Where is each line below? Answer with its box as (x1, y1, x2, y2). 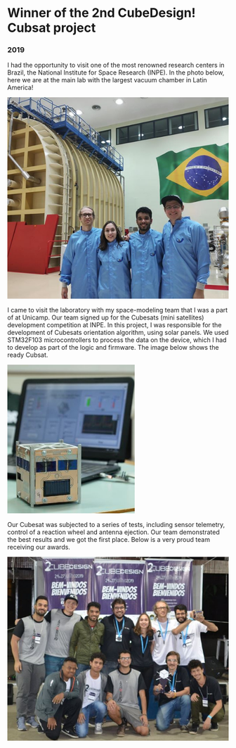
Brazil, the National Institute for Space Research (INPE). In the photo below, (7, 68, 225, 77)
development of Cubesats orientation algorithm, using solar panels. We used (7, 329, 229, 337)
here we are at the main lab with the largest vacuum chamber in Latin (7, 76, 207, 84)
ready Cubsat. (7, 350, 48, 360)
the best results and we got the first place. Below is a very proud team (7, 535, 211, 544)
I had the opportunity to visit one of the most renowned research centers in (7, 61, 225, 70)
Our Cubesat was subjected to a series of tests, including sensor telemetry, (7, 521, 225, 529)
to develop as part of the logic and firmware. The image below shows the (7, 343, 219, 352)
